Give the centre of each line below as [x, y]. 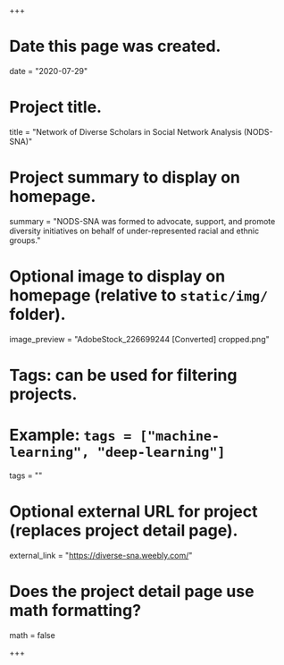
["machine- [180, 437]
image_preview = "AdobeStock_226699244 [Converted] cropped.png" [139, 339]
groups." [25, 240]
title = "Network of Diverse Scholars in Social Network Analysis [126, 131]
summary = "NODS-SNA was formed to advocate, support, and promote [142, 221]
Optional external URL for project [134, 512]
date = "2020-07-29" [49, 71]
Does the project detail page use [132, 592]
